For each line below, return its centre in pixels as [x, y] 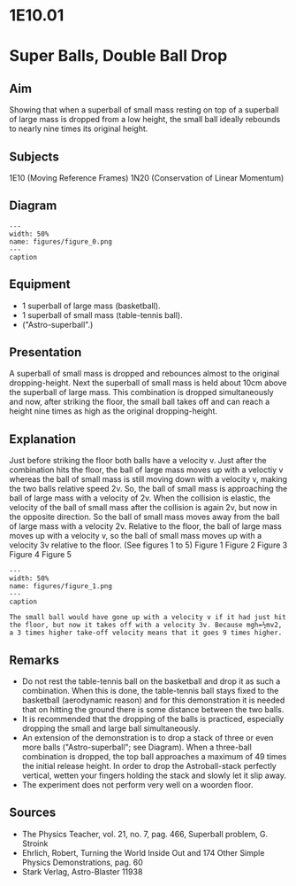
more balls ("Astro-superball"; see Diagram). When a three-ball [137, 747]
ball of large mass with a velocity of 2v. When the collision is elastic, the [140, 498]
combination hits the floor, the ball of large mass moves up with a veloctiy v [146, 470]
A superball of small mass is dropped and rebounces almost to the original [144, 374]
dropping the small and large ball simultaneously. [111, 728]
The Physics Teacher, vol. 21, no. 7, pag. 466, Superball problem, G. [145, 834]
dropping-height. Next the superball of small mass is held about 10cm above [148, 383]
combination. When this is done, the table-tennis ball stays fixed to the [150, 691]
